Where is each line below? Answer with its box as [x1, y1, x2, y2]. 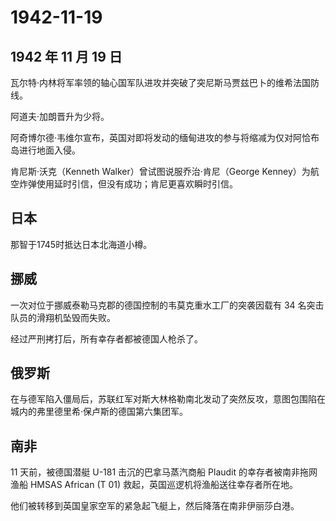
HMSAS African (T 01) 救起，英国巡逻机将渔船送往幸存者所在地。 [29, 479, 299, 491]
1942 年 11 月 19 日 [10, 48, 123, 65]
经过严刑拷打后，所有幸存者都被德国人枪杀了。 [10, 332, 203, 345]
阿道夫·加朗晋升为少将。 [10, 111, 110, 122]
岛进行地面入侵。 [10, 144, 81, 156]
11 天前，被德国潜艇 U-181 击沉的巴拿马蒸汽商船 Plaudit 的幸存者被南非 [10, 466, 300, 478]
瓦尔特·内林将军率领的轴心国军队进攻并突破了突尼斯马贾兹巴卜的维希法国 [10, 77, 312, 88]
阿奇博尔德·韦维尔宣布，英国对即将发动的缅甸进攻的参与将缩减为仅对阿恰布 [10, 132, 320, 143]
